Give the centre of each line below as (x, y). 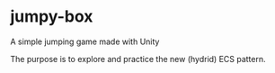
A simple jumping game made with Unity (85, 41)
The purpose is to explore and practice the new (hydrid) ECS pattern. (138, 59)
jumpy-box (52, 17)
